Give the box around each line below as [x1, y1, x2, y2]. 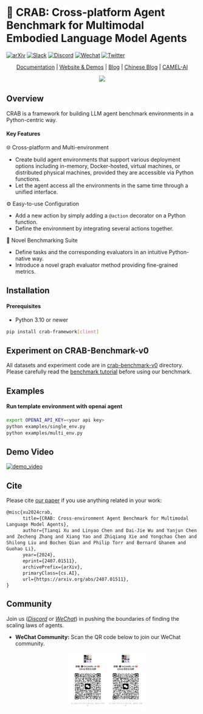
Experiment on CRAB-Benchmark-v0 [6, 345, 149, 356]
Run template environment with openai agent [6, 403, 123, 410]
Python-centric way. [6, 116, 58, 124]
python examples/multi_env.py [6, 429, 83, 436]
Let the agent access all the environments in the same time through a [15, 182, 188, 189]
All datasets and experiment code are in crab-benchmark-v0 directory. [6, 362, 184, 369]
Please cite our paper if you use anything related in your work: [6, 497, 162, 504]
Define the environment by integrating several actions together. [15, 225, 174, 232]
